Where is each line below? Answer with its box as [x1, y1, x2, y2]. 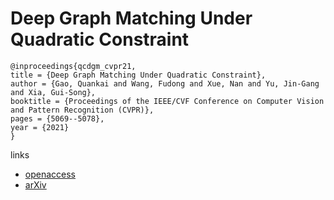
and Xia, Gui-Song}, [10, 87, 97, 97]
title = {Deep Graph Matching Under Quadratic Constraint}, [10, 70, 267, 80]
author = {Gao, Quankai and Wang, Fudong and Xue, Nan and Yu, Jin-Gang [10, 78, 320, 89]
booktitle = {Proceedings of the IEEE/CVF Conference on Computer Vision [10, 96, 325, 106]
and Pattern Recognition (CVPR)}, [10, 105, 155, 115]
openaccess [24, 168, 76, 180]
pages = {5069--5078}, [10, 113, 105, 124]
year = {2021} [10, 122, 70, 132]
